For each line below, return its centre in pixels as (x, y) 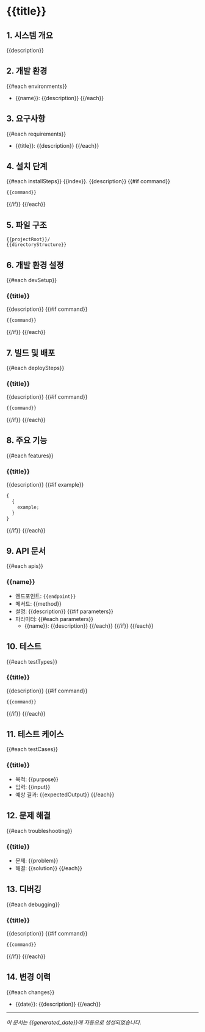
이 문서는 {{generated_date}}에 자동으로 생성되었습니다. (74, 1022)
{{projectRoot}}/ (28, 239)
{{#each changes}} (31, 992)
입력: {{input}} (33, 787)
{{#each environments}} (37, 86)
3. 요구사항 (26, 119)
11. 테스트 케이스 (35, 734)
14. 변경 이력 (29, 977)
